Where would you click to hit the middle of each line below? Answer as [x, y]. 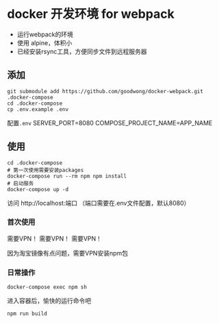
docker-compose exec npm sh [47, 287]
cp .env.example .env [38, 109]
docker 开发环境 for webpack [91, 14]
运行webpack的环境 [45, 34]
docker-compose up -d [38, 189]
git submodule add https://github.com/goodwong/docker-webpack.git [105, 91]
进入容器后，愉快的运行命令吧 [49, 301]
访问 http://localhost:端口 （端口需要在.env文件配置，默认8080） [99, 203]
